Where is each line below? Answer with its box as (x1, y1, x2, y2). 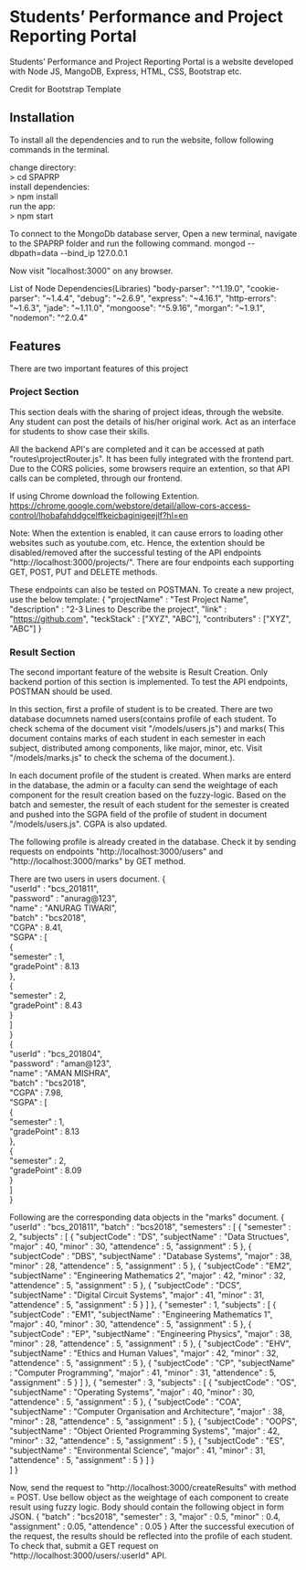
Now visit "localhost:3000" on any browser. (9, 265, 174, 276)
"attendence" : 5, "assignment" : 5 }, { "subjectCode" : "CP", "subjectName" (9, 1358, 295, 1369)
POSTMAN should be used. (9, 686, 112, 697)
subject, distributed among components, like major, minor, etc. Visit (9, 742, 263, 753)
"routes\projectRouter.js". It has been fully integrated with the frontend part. (9, 453, 294, 464)
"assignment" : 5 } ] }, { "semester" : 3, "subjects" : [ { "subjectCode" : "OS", (9, 1377, 297, 1388)
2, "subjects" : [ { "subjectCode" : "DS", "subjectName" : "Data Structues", (9, 1232, 290, 1243)
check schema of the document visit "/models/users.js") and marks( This (9, 723, 285, 734)
